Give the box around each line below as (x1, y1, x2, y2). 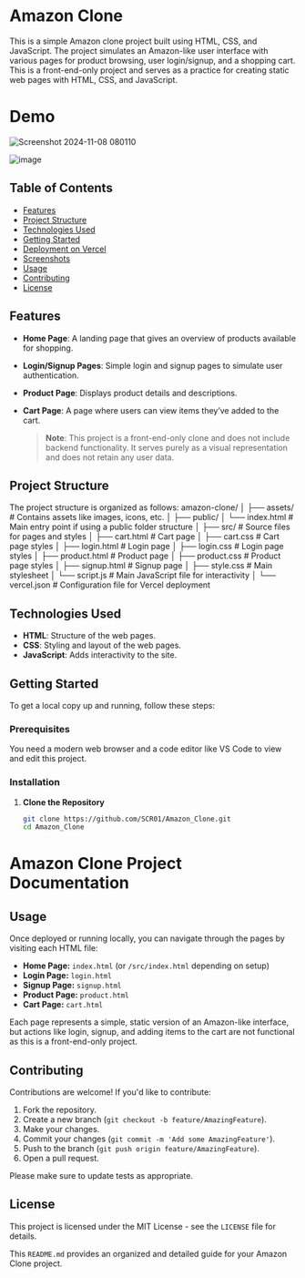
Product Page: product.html (22, 989, 129, 1000)
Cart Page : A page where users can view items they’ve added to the (22, 404, 280, 415)
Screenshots (22, 252, 71, 264)
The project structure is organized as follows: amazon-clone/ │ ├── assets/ (9, 502, 294, 513)
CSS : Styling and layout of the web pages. (22, 639, 182, 651)
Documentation (9, 873, 130, 894)
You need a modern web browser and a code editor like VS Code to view (9, 743, 282, 754)
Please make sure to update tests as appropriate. (9, 1171, 194, 1181)
